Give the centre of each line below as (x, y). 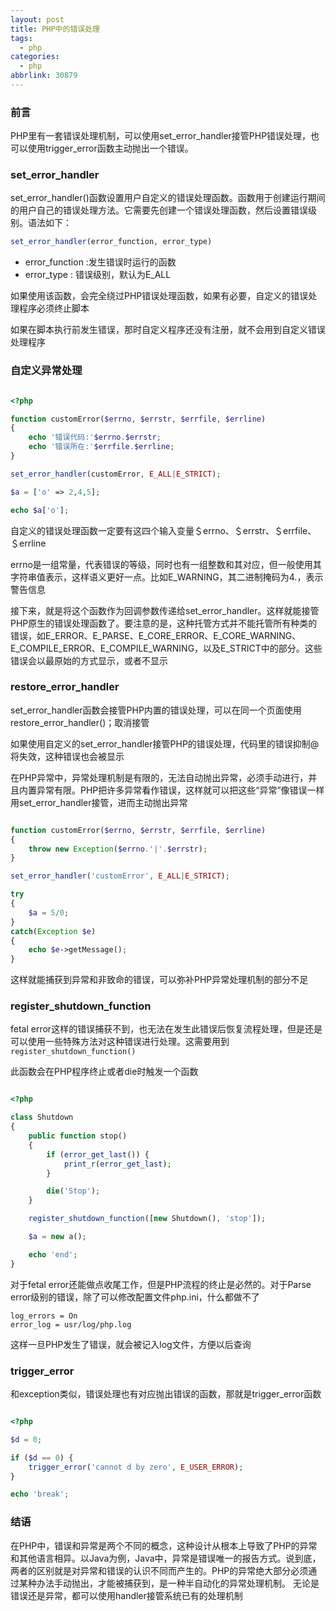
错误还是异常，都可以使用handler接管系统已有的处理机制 (126, 1595)
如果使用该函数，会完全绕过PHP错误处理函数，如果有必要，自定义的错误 (159, 296)
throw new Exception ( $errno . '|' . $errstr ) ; (118, 849)
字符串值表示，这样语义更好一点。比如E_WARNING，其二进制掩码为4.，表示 (167, 577)
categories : (35, 57)
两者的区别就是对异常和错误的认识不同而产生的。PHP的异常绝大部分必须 (159, 1570)
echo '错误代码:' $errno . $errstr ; (95, 437)
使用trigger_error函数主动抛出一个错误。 (110, 148)
